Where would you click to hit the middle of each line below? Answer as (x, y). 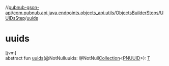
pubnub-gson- (24, 7)
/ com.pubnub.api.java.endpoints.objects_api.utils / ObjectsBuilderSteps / (86, 13)
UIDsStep (15, 18)
